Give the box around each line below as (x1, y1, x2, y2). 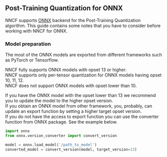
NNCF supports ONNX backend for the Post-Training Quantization (5, 17, 141, 23)
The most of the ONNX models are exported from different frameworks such (5, 52, 162, 58)
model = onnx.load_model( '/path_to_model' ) (5, 142, 97, 147)
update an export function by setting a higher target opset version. (5, 108, 142, 114)
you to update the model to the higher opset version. (5, 97, 113, 104)
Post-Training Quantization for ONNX (5, 4, 123, 12)
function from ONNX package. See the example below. (5, 119, 118, 125)
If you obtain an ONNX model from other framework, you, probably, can (5, 103, 153, 109)
